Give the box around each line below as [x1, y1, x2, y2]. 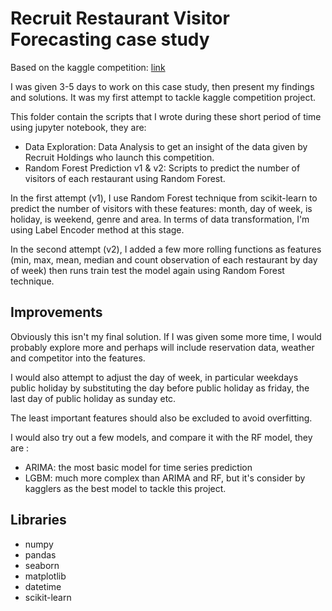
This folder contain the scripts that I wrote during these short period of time [10, 110, 322, 122]
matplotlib [24, 570, 67, 582]
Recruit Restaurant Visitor [10, 7, 230, 30]
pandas [24, 548, 57, 561]
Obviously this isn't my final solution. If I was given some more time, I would [10, 330, 322, 342]
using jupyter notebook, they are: [10, 121, 147, 133]
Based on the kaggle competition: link [10, 61, 166, 73]
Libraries [10, 512, 67, 529]
